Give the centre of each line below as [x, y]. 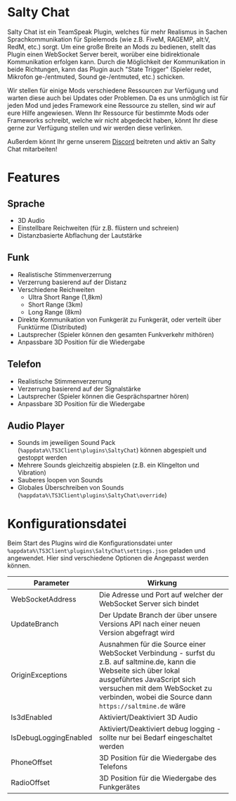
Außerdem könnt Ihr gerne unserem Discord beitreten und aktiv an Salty [112, 141]
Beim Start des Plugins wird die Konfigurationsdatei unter [90, 543]
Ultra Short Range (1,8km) [65, 297]
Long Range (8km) [55, 312]
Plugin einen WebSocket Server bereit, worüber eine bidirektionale [104, 54]
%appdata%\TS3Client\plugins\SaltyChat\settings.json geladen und [106, 551]
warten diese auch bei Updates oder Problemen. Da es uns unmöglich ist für [118, 98]
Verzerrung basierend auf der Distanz [72, 282]
